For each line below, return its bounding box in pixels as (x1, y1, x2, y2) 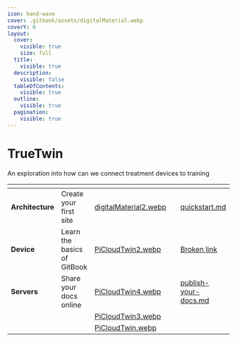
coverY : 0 (7, 23, 37, 30)
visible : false (20, 75, 65, 83)
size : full (20, 50, 52, 57)
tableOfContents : (13, 83, 65, 90)
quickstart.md (180, 202, 226, 212)
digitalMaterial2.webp (94, 202, 167, 212)
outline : (13, 96, 39, 103)
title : (13, 56, 33, 63)
